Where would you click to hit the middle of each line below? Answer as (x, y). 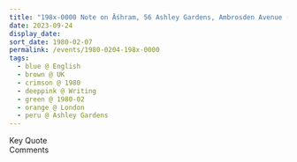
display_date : (35, 33)
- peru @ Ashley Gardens (63, 115)
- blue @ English (49, 67)
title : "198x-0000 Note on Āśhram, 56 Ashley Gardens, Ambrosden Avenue (146, 17)
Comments (29, 150)
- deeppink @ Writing (57, 91)
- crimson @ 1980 (49, 83)
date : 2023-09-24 (41, 26)
